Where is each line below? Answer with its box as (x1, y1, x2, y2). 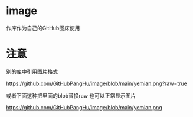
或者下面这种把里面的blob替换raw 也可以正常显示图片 (6, 92, 136, 99)
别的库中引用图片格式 (6, 68, 58, 75)
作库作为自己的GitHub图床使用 (6, 24, 80, 31)
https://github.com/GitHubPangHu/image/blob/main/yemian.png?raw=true (6, 80, 187, 87)
